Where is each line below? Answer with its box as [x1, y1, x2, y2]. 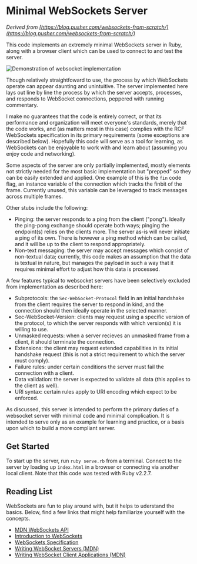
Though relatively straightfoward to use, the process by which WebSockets [6, 76, 188, 83]
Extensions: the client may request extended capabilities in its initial [14, 344, 179, 351]
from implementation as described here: [6, 283, 103, 290]
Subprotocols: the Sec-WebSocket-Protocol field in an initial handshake [14, 294, 185, 301]
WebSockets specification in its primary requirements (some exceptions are [6, 131, 189, 139]
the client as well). [14, 382, 59, 389]
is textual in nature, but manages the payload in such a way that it [14, 259, 174, 266]
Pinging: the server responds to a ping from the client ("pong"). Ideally [14, 216, 185, 223]
